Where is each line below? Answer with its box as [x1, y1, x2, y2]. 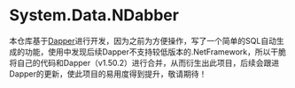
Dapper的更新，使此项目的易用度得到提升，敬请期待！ [9, 68, 207, 79]
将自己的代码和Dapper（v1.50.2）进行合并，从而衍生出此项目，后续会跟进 [9, 57, 280, 68]
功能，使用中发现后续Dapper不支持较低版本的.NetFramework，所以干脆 [24, 46, 286, 57]
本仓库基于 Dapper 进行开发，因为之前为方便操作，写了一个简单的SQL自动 [9, 35, 277, 46]
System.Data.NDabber [9, 5, 180, 26]
